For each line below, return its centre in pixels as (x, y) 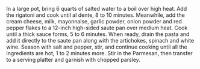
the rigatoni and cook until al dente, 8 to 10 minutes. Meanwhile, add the (96, 15)
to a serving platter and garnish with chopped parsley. (73, 60)
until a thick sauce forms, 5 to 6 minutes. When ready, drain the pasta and (98, 34)
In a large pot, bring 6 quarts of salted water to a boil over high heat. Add (97, 9)
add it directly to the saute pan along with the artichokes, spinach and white (100, 40)
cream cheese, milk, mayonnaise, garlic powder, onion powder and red (94, 21)
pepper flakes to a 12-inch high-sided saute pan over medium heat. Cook (97, 28)
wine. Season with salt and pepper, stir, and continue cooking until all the (97, 47)
